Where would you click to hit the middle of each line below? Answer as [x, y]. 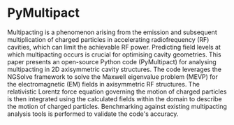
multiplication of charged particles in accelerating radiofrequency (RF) [108, 39]
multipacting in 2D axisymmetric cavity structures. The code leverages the [115, 69]
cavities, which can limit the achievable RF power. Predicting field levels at [114, 47]
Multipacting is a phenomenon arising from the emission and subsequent [112, 32]
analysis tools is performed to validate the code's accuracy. [93, 114]
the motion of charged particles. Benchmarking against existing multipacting [117, 106]
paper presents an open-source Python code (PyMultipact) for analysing [112, 61]
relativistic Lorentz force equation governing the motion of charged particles [117, 91]
